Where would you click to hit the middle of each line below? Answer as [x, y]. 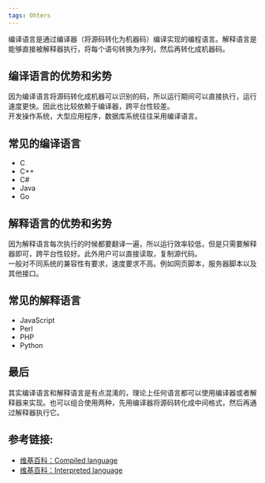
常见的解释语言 [45, 301]
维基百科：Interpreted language [71, 470]
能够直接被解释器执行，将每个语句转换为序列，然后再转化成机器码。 [119, 49]
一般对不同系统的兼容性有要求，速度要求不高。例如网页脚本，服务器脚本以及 [132, 264]
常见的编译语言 [45, 143]
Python [31, 345]
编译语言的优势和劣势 [60, 76]
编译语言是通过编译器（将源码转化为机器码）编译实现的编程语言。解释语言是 [132, 39]
